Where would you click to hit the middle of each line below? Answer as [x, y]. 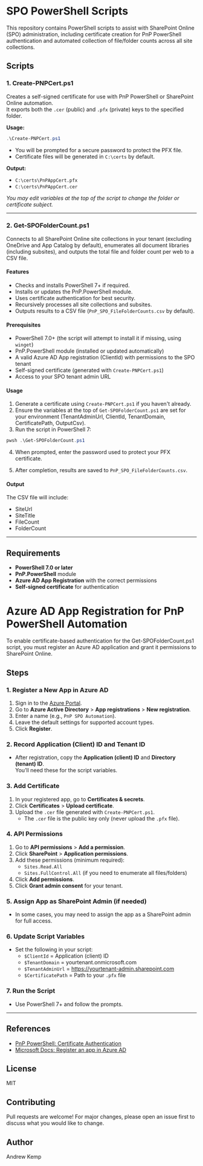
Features [18, 272]
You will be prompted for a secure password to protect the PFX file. [99, 150]
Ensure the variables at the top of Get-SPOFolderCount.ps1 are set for [100, 410]
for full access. [34, 921]
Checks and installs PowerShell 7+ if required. [72, 285]
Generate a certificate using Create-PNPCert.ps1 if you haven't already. [103, 404]
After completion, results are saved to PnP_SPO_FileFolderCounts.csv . [101, 470]
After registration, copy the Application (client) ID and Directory [95, 758]
